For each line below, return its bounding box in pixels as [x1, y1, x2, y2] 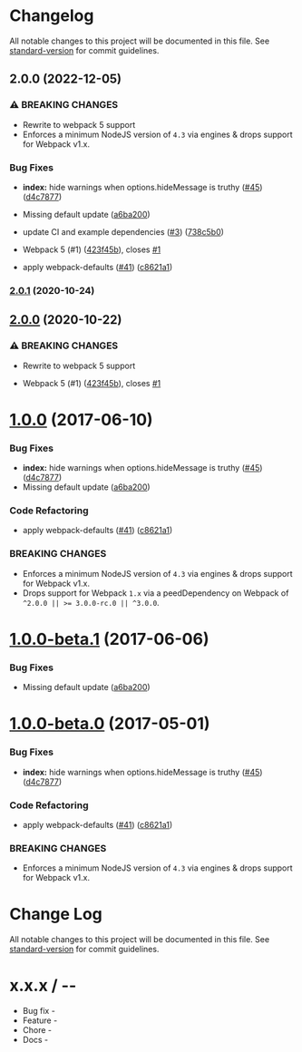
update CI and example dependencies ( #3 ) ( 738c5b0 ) [22, 226, 225, 237]
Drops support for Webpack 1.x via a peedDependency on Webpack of [22, 587, 289, 599]
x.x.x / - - [9, 976, 77, 996]
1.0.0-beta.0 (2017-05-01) [9, 714, 210, 735]
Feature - [22, 1015, 58, 1026]
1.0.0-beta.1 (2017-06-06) [9, 628, 209, 649]
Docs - [22, 1035, 49, 1046]
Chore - [22, 1025, 53, 1036]
